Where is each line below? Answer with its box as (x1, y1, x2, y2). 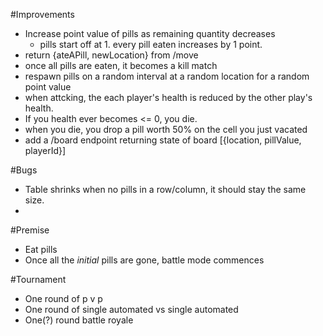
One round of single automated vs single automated (24, 304, 239, 315)
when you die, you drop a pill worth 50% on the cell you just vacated (24, 124, 308, 135)
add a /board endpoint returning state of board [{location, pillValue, (24, 134, 302, 146)
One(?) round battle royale (24, 314, 134, 326)
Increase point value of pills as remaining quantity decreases (24, 28, 276, 39)
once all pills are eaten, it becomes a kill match (24, 60, 218, 71)
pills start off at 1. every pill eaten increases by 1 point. (39, 39, 263, 50)
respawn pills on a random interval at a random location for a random (24, 70, 310, 82)
